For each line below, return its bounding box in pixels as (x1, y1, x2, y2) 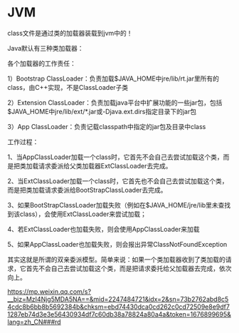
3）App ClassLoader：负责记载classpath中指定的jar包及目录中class (7, 122, 206, 130)
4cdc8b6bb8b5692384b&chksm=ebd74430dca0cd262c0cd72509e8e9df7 (7, 302, 230, 311)
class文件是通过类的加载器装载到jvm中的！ (7, 29, 133, 37)
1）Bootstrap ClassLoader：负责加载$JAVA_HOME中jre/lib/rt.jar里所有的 (7, 74, 219, 83)
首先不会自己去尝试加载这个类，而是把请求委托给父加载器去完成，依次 (26, 264, 232, 272)
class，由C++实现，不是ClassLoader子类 (7, 83, 129, 91)
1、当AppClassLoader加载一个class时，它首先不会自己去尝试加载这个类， (7, 153, 224, 161)
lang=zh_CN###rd (7, 317, 62, 326)
